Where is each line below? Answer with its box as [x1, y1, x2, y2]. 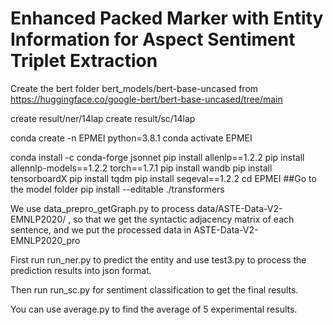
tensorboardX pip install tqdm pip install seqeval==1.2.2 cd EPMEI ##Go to [10, 172, 317, 184]
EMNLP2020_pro [10, 234, 81, 246]
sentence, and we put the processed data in [10, 223, 192, 236]
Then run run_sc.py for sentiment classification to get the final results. [10, 283, 299, 296]
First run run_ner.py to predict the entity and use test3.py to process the [10, 253, 307, 266]
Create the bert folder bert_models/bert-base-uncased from [10, 82, 259, 94]
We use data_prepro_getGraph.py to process [10, 202, 195, 214]
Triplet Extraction [10, 50, 158, 72]
